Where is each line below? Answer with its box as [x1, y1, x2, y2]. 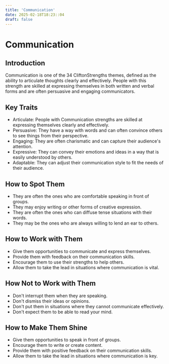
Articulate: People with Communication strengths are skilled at [12, 117, 143, 123]
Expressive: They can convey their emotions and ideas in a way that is [12, 149, 159, 155]
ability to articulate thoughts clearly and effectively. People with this [5, 78, 147, 84]
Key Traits [5, 103, 38, 112]
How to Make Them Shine [5, 323, 88, 332]
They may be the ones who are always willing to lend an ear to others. [12, 220, 159, 226]
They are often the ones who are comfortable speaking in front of [12, 193, 149, 199]
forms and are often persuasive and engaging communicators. [5, 88, 136, 94]
